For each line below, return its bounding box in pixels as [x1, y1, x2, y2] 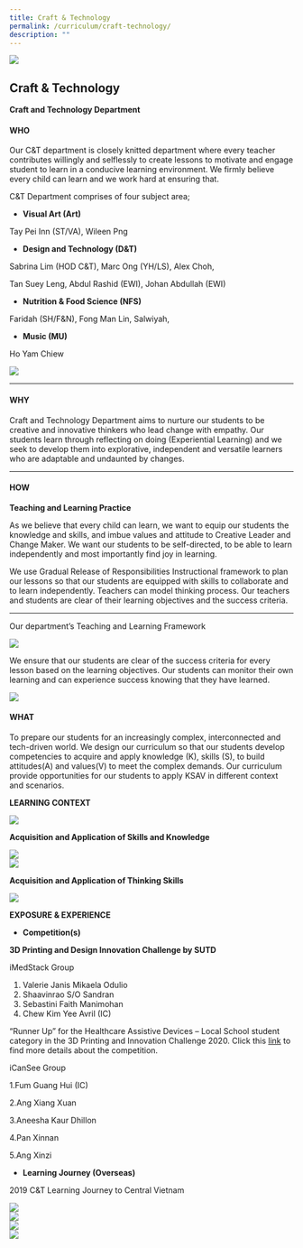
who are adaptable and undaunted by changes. [9, 453, 185, 464]
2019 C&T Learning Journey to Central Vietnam [9, 1185, 185, 1196]
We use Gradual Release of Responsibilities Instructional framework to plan [9, 566, 289, 577]
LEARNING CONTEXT [9, 798, 91, 808]
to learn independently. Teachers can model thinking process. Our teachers [9, 585, 290, 596]
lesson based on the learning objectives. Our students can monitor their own [9, 664, 294, 675]
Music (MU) [22, 331, 68, 342]
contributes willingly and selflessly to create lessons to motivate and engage [9, 154, 294, 165]
